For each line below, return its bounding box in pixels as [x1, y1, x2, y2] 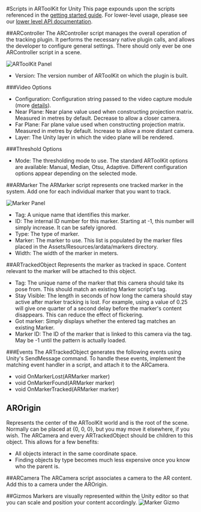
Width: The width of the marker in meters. [14, 250, 119, 256]
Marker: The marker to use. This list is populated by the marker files [14, 237, 183, 244]
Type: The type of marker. [14, 230, 80, 237]
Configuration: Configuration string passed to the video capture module [14, 96, 193, 102]
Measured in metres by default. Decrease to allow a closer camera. [14, 114, 181, 122]
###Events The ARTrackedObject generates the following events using [6, 348, 182, 356]
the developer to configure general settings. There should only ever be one [6, 42, 192, 49]
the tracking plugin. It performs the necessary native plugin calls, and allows [6, 36, 195, 43]
